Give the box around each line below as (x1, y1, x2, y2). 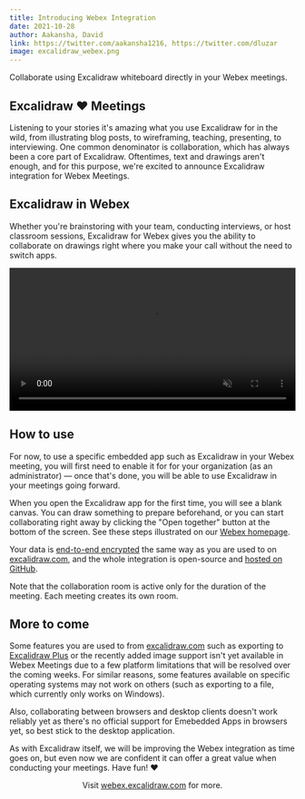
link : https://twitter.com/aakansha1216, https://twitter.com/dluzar (9, 38, 279, 48)
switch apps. (9, 249, 57, 260)
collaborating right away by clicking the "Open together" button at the (9, 516, 271, 527)
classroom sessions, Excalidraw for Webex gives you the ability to (9, 230, 256, 241)
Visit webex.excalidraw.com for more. (82, 780, 223, 791)
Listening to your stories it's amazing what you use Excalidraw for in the (9, 122, 279, 132)
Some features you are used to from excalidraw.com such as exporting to (9, 640, 284, 651)
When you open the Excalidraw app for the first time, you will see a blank (9, 497, 282, 508)
